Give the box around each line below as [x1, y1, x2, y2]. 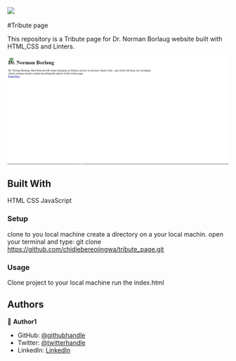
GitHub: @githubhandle [17, 331, 86, 339]
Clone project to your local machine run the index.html [7, 278, 164, 287]
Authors [7, 298, 44, 310]
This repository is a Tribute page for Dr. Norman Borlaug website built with [7, 35, 223, 43]
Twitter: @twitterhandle [17, 338, 86, 347]
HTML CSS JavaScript [7, 197, 72, 205]
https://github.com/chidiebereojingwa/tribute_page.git [7, 244, 164, 253]
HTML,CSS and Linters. [7, 42, 75, 51]
